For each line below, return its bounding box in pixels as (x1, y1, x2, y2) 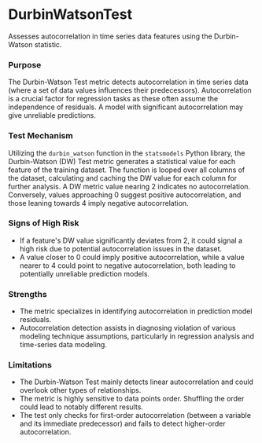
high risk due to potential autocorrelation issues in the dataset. (19, 243, 223, 253)
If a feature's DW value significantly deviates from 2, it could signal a (19, 236, 242, 245)
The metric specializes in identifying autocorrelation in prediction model (19, 306, 253, 316)
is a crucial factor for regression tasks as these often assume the (8, 94, 219, 104)
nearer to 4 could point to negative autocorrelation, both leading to (19, 261, 236, 270)
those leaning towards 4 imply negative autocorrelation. (8, 198, 189, 207)
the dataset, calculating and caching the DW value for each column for (8, 173, 238, 182)
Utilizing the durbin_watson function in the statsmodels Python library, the (8, 148, 245, 158)
